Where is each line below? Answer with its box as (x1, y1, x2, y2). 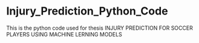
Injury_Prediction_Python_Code (6, 4, 168, 18)
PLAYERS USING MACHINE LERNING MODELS (6, 30, 122, 38)
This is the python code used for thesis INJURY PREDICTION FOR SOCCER (6, 24, 194, 31)
